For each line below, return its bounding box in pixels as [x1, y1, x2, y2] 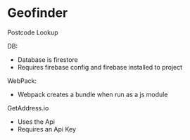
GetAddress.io [7, 103, 49, 112]
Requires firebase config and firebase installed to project [17, 63, 183, 71]
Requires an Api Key [17, 125, 76, 133]
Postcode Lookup [7, 28, 58, 37]
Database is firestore [17, 55, 79, 64]
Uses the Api [17, 117, 55, 126]
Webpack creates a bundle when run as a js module [17, 90, 168, 98]
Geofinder [7, 5, 68, 21]
